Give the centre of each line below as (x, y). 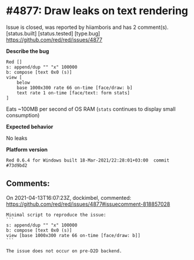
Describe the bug (28, 51)
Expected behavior (30, 126)
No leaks (17, 138)
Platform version (27, 149)
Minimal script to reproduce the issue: (56, 215)
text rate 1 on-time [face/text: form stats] (73, 93)
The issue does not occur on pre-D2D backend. (64, 251)
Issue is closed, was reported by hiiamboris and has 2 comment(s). (87, 27)
